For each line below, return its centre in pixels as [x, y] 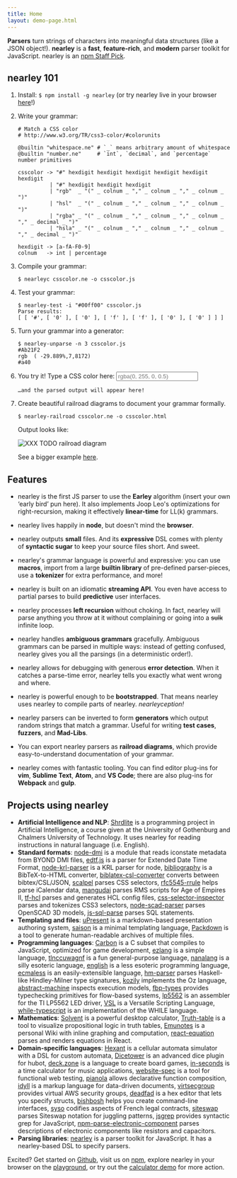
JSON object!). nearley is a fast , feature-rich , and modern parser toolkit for [118, 48]
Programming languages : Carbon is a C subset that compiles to [111, 942]
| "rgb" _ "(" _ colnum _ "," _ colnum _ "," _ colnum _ [137, 191]
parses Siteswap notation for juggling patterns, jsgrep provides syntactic [123, 1116]
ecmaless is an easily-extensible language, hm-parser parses [107, 973]
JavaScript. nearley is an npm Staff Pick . [67, 56]
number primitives [45, 160]
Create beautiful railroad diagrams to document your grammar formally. [122, 404]
